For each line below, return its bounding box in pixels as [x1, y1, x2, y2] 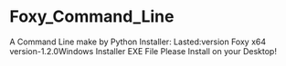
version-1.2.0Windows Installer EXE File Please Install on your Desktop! [9, 45, 277, 56]
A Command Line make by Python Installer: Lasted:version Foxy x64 [9, 36, 267, 47]
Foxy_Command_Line [9, 6, 175, 27]
